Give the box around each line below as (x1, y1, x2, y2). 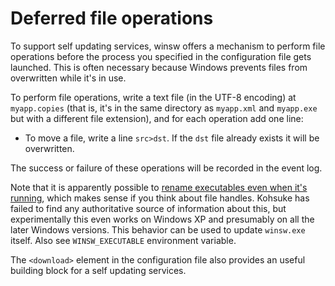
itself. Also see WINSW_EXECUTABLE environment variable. (10, 234, 237, 246)
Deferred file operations (10, 7, 214, 30)
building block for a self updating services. (10, 264, 187, 276)
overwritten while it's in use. (10, 72, 127, 84)
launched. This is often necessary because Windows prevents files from (10, 61, 308, 73)
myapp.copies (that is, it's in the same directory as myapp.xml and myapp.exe (10, 102, 318, 114)
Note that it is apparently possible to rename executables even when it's (10, 181, 308, 193)
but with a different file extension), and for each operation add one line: (10, 112, 304, 124)
